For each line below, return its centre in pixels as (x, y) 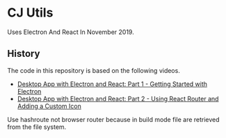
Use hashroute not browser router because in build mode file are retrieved (114, 119)
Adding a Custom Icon (49, 106)
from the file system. (37, 127)
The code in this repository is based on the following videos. (94, 70)
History (24, 54)
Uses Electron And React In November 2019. (71, 32)
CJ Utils (30, 13)
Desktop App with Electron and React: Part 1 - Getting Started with (112, 84)
